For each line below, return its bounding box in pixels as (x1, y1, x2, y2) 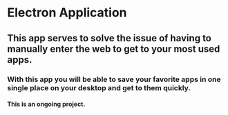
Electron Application (7, 5, 127, 21)
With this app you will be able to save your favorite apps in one (7, 74, 221, 84)
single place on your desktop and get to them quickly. (7, 83, 191, 92)
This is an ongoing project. (7, 100, 86, 108)
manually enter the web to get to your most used (7, 43, 220, 54)
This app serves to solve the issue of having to (7, 32, 212, 44)
